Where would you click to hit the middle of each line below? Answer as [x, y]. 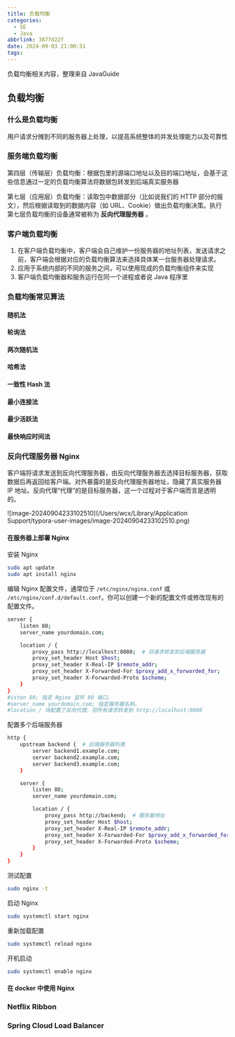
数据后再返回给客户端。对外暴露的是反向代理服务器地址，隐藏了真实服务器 [114, 482]
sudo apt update [31, 568]
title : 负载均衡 [29, 14]
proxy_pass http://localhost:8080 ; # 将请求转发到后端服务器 [119, 652]
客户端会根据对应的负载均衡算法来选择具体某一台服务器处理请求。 [125, 260]
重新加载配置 [26, 930]
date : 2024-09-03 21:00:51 [47, 46]
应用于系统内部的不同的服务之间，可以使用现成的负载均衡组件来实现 [115, 268]
